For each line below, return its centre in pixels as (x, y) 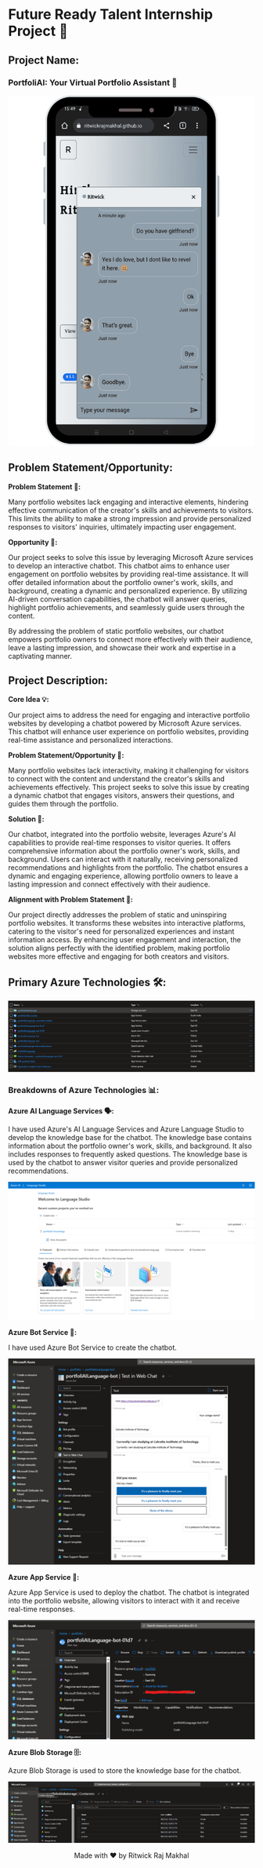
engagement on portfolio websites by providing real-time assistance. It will (128, 574)
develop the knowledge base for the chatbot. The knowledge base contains (130, 1137)
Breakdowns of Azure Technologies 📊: (84, 1091)
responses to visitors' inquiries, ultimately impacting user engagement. (122, 527)
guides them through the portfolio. (63, 804)
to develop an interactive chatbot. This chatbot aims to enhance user (119, 565)
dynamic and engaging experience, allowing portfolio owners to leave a (123, 876)
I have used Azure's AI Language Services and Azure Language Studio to (126, 1129)
